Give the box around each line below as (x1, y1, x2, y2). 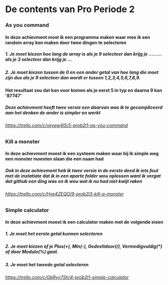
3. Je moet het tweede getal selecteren (5, 261, 89, 267)
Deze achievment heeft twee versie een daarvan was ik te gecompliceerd (5, 104, 163, 110)
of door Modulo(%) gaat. (5, 249, 59, 255)
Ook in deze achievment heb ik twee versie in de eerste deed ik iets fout (5, 167, 159, 173)
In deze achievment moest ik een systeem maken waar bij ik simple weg (5, 151, 159, 157)
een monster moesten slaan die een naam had (5, 156, 104, 162)
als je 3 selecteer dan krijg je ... (5, 57, 72, 63)
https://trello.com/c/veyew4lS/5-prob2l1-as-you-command (5, 122, 128, 128)
